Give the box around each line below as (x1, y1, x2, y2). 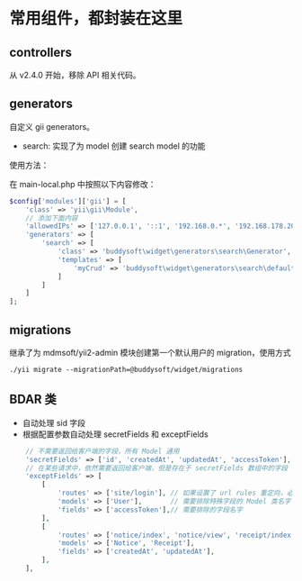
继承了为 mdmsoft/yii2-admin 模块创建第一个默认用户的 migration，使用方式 (9, 348, 292, 358)
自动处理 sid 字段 (22, 417, 86, 428)
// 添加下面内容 (25, 213, 78, 222)
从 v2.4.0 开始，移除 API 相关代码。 (9, 69, 141, 80)
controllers (9, 44, 73, 59)
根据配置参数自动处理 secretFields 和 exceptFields (22, 429, 209, 440)
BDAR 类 (9, 392, 57, 407)
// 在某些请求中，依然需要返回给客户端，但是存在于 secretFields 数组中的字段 (25, 463, 289, 473)
